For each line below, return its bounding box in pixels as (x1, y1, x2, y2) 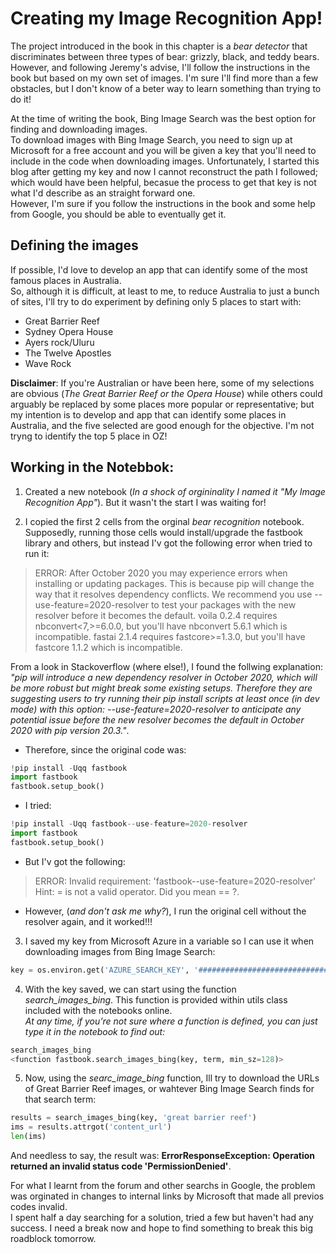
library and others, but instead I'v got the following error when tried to (24, 537, 313, 549)
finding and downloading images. (10, 123, 148, 135)
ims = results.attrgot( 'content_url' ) (10, 1122, 172, 1132)
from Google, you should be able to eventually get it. (10, 208, 227, 220)
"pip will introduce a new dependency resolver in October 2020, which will (10, 671, 318, 683)
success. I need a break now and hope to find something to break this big (10, 1222, 314, 1234)
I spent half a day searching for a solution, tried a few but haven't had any (10, 1212, 314, 1224)
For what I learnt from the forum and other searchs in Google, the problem (10, 1180, 316, 1192)
